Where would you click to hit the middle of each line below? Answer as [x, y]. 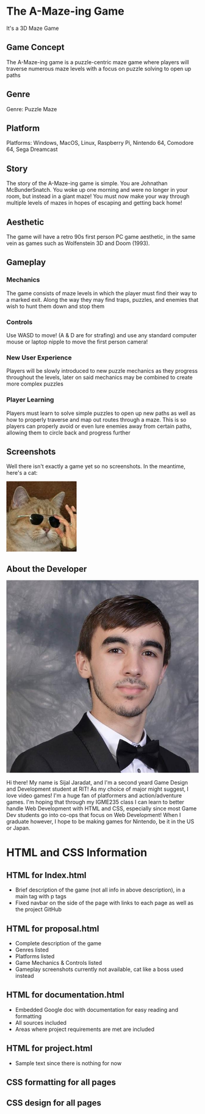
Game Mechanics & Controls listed [59, 963]
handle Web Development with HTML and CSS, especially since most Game [102, 808]
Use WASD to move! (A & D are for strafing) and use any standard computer [102, 335]
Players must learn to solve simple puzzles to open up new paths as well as [101, 413]
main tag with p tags [41, 896]
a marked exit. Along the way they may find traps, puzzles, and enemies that [103, 299]
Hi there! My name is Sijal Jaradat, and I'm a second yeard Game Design [97, 783]
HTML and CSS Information [77, 853]
